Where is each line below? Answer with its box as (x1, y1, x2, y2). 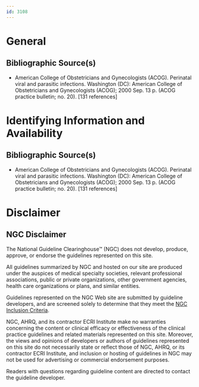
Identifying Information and (6, 114, 145, 127)
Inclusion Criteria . (6, 306, 49, 314)
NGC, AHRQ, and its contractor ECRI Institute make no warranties (6, 318, 166, 325)
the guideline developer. (6, 374, 66, 381)
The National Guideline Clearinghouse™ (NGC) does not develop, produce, (6, 245, 189, 252)
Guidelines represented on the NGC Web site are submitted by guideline (6, 293, 183, 301)
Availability (6, 126, 63, 140)
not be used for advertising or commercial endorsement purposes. (6, 356, 170, 363)
